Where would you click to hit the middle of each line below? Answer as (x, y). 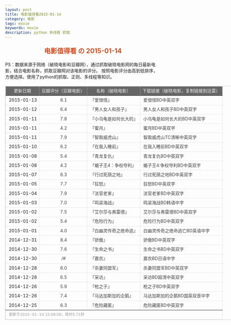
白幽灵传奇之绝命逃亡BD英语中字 (176, 230)
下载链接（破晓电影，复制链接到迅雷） (181, 90)
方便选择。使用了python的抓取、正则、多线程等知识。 (60, 77)
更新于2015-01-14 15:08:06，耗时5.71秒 (47, 314)
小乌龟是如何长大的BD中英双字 (174, 118)
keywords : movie (22, 28)
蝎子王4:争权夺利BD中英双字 (172, 165)
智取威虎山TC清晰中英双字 (170, 137)
